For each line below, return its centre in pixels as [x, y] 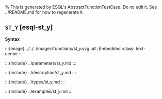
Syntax [12, 39]
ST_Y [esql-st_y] [29, 27]
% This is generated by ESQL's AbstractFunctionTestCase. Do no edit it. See [81, 7]
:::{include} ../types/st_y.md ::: [35, 82]
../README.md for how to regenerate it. [44, 12]
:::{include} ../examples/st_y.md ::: [39, 91]
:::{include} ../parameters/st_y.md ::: [41, 63]
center [12, 53]
